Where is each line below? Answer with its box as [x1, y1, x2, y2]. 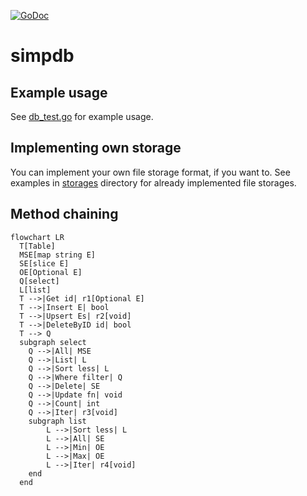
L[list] [19, 285, 52, 295]
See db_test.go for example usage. [10, 111, 154, 122]
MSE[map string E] [19, 250, 97, 260]
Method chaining [10, 206, 119, 223]
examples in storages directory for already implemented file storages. [10, 176, 297, 189]
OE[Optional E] [19, 267, 83, 277]
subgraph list [28, 416, 87, 426]
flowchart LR [10, 232, 65, 242]
